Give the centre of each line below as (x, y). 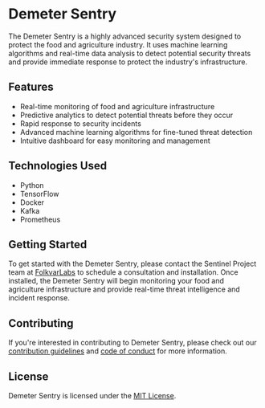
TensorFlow (39, 194)
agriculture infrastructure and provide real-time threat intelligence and (124, 289)
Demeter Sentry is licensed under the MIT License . (92, 396)
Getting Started (48, 245)
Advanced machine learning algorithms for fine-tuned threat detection (136, 132)
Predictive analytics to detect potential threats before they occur (126, 115)
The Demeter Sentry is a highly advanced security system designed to (125, 36)
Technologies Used (57, 166)
